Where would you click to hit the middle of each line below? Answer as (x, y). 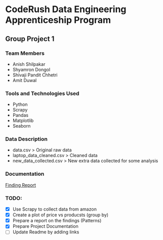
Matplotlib (23, 121)
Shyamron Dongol (31, 69)
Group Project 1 (30, 39)
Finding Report (21, 185)
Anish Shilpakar (29, 64)
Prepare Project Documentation (45, 226)
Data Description (27, 139)
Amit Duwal (25, 80)
